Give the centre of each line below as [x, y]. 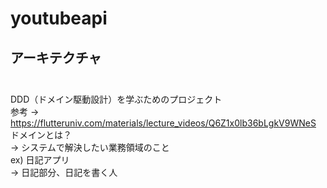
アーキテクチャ [56, 57]
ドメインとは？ [41, 135]
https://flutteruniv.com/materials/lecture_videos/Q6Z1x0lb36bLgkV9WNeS [163, 123]
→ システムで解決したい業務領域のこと [90, 147]
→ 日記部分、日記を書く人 [64, 172]
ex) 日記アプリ [40, 160]
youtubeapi [59, 18]
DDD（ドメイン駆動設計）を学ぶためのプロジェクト [116, 99]
